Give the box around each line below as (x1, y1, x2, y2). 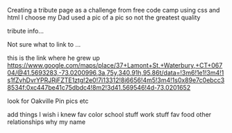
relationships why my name (7, 118, 85, 126)
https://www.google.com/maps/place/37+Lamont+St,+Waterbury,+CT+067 (7, 61, 223, 69)
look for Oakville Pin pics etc (7, 97, 89, 105)
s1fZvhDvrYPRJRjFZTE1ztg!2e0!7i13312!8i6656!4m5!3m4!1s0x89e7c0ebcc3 (7, 76, 225, 84)
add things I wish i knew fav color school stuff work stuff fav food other (7, 111, 212, 118)
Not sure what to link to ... (7, 40, 81, 48)
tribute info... (7, 27, 44, 35)
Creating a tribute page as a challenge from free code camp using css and (7, 6, 220, 14)
